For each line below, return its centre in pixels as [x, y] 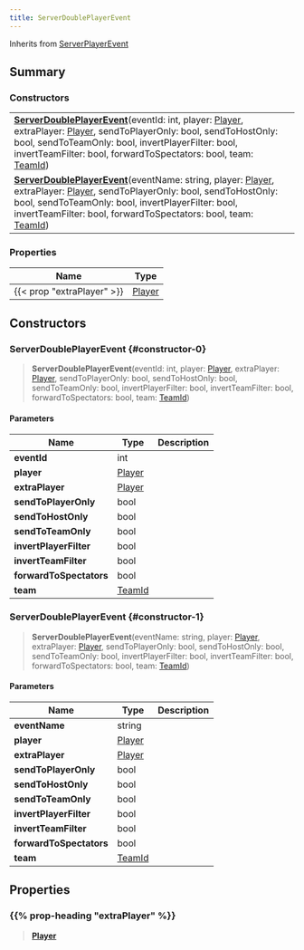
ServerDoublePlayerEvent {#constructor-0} [108, 349]
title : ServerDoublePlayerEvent [70, 18]
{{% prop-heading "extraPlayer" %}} [93, 916]
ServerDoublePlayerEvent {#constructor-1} [107, 617]
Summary [38, 72]
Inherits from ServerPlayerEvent [69, 43]
